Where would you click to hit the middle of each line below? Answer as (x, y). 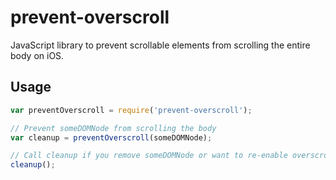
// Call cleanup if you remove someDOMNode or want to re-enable (149, 156)
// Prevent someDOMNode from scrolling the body (113, 128)
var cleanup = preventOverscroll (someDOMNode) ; (111, 137)
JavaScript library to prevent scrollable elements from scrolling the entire (160, 45)
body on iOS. (37, 55)
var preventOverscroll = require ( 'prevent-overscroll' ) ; (131, 110)
